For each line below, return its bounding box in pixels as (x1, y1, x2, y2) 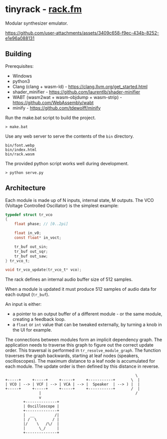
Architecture (5, 184, 46, 192)
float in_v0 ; (14, 231, 42, 236)
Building (5, 50, 32, 58)
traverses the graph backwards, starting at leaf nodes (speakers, (5, 353, 139, 359)
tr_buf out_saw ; (14, 254, 49, 259)
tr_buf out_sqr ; (14, 249, 49, 254)
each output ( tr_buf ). (5, 291, 50, 297)
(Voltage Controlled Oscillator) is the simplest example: (5, 202, 119, 208)
